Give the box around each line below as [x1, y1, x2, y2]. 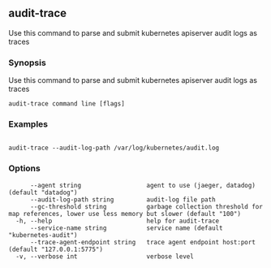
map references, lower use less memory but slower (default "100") [8, 210, 242, 218]
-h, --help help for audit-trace [15, 217, 220, 225]
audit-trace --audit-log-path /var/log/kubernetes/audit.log [8, 144, 220, 153]
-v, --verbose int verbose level [15, 252, 195, 261]
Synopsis [8, 57, 46, 68]
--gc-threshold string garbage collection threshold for [29, 202, 264, 210]
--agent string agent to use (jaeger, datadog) [29, 181, 256, 189]
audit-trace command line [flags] [8, 100, 126, 108]
